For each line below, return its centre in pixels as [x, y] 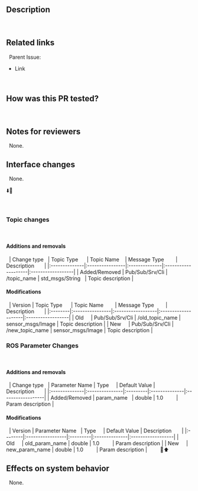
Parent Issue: [25, 57]
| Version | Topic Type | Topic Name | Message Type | [88, 305]
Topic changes [28, 219]
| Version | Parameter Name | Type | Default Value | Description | [96, 431]
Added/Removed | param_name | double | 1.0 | [114, 398]
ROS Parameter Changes [42, 345]
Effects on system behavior [58, 468]
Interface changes [41, 165]
